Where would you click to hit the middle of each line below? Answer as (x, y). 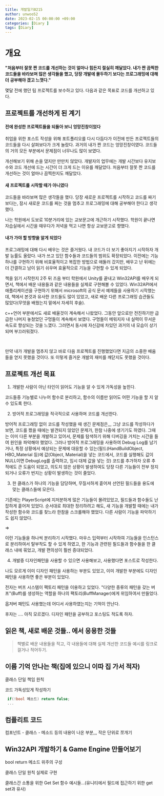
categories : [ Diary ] (27, 23)
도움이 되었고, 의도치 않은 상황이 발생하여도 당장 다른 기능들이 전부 (86, 467)
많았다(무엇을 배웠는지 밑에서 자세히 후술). (45, 303)
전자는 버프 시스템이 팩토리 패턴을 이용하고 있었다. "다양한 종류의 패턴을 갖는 (78, 587)
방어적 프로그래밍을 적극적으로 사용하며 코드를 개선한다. (65, 413)
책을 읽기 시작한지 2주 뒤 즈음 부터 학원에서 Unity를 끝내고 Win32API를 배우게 (79, 278)
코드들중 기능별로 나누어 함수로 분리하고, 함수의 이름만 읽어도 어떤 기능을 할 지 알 (82, 397)
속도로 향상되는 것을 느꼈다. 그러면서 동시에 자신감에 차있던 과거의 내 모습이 (77, 326)
